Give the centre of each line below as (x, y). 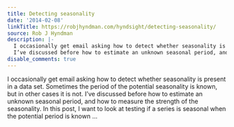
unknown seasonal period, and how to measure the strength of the (103, 101)
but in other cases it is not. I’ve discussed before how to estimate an (105, 94)
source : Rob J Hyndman (40, 33)
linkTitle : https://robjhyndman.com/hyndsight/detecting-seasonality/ (112, 27)
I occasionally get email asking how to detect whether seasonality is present (117, 79)
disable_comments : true (42, 59)
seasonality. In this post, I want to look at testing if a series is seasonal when (117, 108)
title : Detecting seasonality (51, 14)
